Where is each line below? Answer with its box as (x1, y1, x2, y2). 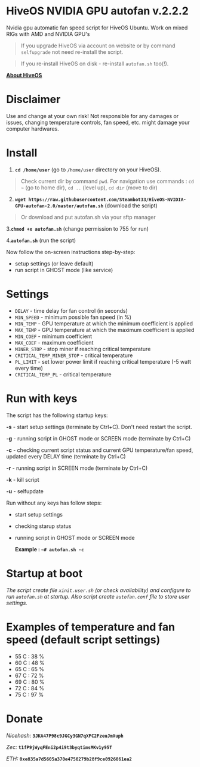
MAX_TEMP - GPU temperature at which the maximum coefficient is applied (14, 326, 195, 333)
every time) (14, 364, 44, 372)
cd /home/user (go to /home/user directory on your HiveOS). (14, 166, 161, 173)
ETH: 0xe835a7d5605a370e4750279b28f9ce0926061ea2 (6, 755, 133, 762)
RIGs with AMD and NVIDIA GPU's (6, 30, 90, 37)
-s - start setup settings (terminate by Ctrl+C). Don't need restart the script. (6, 423, 192, 430)
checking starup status (14, 523, 72, 530)
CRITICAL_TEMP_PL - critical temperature (14, 370, 112, 378)
